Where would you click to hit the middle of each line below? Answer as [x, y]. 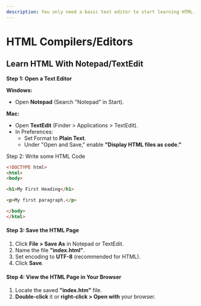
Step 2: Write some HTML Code [46, 156]
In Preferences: [34, 132]
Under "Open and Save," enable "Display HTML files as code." [103, 144]
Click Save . [29, 263]
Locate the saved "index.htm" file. [58, 290]
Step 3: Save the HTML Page [43, 231]
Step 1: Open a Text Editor [39, 78]
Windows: [19, 90]
